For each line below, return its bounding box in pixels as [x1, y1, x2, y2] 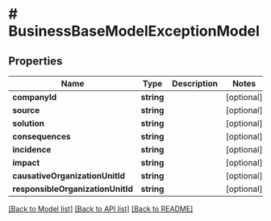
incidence [12, 144, 52, 155]
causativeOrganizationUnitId [12, 170, 126, 181]
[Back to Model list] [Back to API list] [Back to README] [8, 204, 194, 214]
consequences [12, 131, 71, 142]
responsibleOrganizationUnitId [12, 183, 133, 194]
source [12, 105, 40, 115]
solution [12, 118, 45, 129]
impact [12, 157, 40, 168]
